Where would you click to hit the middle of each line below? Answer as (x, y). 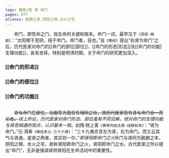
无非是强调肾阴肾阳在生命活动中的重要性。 (71, 150)
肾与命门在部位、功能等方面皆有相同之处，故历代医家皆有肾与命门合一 (87, 112)
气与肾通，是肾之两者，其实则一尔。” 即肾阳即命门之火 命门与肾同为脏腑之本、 (84, 137)
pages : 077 (17, 15)
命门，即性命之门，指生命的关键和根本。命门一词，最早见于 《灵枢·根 (84, 34)
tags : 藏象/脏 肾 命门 (27, 10)
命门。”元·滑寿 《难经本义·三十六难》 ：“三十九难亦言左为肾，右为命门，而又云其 (83, 131)
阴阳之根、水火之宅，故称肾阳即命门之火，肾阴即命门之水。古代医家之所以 (82, 144)
